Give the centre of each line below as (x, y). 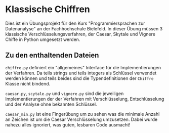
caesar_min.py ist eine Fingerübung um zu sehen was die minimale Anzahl (82, 114)
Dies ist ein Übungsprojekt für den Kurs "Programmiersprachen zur (75, 23)
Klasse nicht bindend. (28, 83)
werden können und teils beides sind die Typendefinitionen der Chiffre (79, 78)
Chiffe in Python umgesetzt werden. (43, 39)
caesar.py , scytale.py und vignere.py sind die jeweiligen (65, 93)
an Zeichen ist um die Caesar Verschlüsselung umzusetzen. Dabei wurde (81, 119)
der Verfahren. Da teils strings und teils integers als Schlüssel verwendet (81, 73)
